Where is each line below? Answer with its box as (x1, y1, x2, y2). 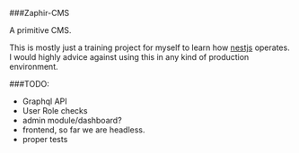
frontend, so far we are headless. (22, 124, 145, 135)
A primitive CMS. (9, 25, 72, 35)
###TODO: (9, 79, 49, 89)
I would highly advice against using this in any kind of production (9, 52, 250, 62)
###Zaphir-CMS (9, 8, 70, 18)
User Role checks (22, 106, 88, 115)
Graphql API (22, 96, 67, 106)
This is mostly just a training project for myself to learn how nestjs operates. (9, 42, 290, 53)
